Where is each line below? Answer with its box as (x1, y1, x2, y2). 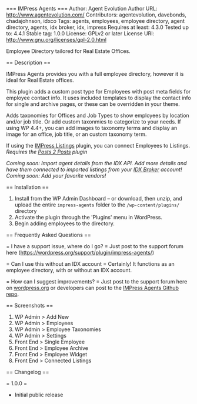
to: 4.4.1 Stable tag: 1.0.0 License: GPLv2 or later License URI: (6, 30, 155, 37)
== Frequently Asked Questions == (6, 232, 91, 238)
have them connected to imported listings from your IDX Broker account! (6, 166, 182, 173)
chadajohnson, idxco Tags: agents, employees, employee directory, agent (6, 18, 185, 24)
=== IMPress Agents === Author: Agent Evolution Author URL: (6, 5, 158, 12)
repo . (6, 291, 19, 298)
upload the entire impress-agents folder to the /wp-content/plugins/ (14, 201, 180, 208)
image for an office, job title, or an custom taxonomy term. (6, 131, 147, 138)
